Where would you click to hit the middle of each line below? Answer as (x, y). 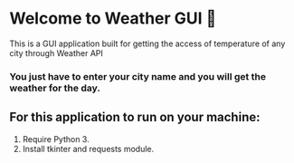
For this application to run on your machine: (135, 117)
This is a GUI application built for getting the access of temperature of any (147, 43)
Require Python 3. (56, 139)
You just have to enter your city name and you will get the (138, 76)
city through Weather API (57, 53)
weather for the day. (55, 88)
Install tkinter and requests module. (88, 149)
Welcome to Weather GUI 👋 (113, 19)
